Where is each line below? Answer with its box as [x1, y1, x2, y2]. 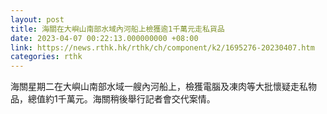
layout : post [10, 14, 65, 25]
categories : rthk [10, 52, 83, 62]
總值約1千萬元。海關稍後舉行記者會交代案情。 [27, 93, 216, 105]
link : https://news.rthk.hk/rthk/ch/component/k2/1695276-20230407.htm [10, 42, 315, 53]
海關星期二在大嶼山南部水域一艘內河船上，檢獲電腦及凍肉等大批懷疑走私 [10, 81, 308, 93]
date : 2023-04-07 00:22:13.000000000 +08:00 [10, 33, 199, 43]
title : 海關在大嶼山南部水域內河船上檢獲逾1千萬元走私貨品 [10, 24, 225, 34]
